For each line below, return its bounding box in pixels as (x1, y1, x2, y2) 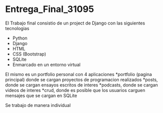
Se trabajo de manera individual (5, 102, 71, 108)
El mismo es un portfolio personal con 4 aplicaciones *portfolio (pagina (5, 71, 152, 77)
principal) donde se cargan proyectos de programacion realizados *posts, (5, 76, 158, 82)
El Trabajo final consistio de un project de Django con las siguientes (5, 20, 145, 26)
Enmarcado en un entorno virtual (12, 61, 81, 67)
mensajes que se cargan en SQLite (5, 92, 77, 98)
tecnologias (5, 25, 30, 31)
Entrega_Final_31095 (5, 3, 94, 15)
